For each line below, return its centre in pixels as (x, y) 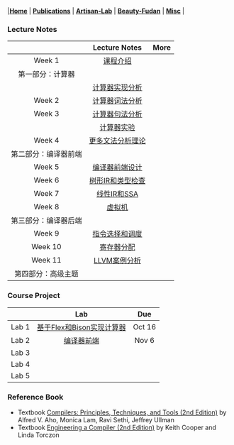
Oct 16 (145, 326)
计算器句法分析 (118, 114)
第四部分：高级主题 (47, 274)
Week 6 (46, 180)
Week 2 (46, 101)
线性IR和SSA (117, 194)
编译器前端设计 (118, 167)
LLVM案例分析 (117, 260)
